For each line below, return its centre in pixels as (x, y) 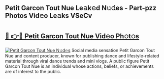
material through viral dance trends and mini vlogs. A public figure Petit (77, 61)
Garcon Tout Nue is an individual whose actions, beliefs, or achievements (80, 66)
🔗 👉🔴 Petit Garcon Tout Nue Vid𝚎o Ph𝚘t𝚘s (72, 36)
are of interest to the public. (33, 71)
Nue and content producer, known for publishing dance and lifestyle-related (82, 56)
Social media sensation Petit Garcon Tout (113, 50)
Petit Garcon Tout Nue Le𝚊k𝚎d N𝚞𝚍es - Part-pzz (81, 8)
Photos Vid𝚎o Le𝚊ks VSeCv (49, 16)
